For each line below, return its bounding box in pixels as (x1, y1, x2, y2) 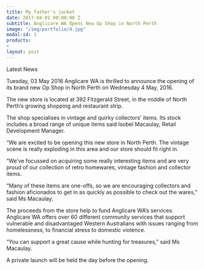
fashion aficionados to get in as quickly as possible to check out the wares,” (6, 188, 197, 195)
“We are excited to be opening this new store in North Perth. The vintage (6, 139, 189, 146)
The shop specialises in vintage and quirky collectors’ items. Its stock (6, 114, 181, 121)
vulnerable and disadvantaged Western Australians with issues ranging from (6, 219, 199, 227)
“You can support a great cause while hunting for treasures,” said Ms (6, 238, 180, 245)
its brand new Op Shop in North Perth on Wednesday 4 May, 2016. (6, 84, 173, 91)
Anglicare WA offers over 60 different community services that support (6, 213, 185, 221)
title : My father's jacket (6, 9, 75, 15)
